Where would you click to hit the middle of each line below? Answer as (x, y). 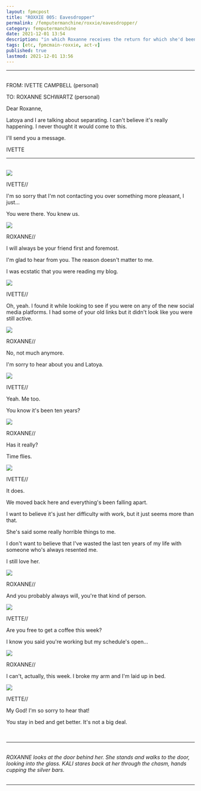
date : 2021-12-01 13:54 (36, 34)
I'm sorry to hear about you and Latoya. (55, 364)
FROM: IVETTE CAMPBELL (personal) (52, 85)
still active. (19, 318)
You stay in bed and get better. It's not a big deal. (67, 722)
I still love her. (23, 561)
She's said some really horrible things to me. (61, 532)
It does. (16, 490)
